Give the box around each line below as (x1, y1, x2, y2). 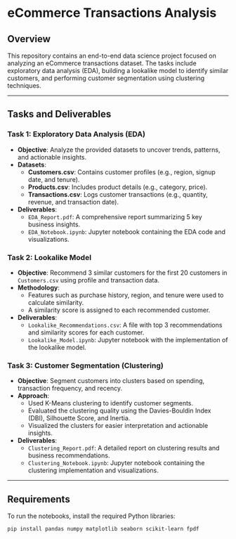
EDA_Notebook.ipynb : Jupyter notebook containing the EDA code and (27, 227, 226, 236)
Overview (7, 33, 51, 45)
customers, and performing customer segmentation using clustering (7, 74, 205, 82)
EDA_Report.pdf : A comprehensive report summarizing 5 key (27, 212, 202, 221)
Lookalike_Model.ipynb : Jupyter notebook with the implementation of (27, 335, 228, 344)
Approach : (17, 391, 50, 400)
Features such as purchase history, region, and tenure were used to (27, 290, 224, 299)
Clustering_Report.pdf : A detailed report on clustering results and (27, 444, 220, 453)
